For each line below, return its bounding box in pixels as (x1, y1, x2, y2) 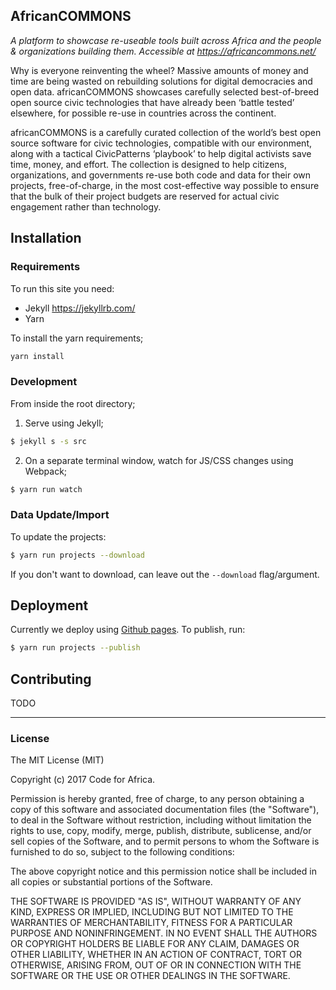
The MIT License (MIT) (10, 754, 105, 766)
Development (10, 375, 78, 389)
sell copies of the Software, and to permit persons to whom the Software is (10, 835, 320, 848)
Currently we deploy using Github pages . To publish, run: (10, 624, 246, 636)
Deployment (10, 597, 89, 614)
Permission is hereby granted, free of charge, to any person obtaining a (10, 793, 305, 805)
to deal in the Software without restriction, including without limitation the (10, 814, 312, 826)
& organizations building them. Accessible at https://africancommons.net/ (10, 45, 317, 57)
